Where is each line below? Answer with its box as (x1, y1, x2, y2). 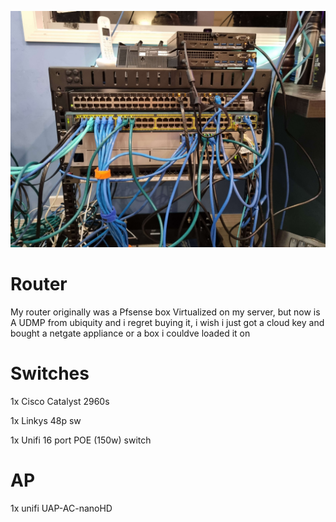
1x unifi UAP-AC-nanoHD (10, 502, 113, 514)
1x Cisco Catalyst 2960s (10, 395, 110, 407)
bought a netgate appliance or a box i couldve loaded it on (10, 327, 251, 339)
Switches (10, 362, 90, 385)
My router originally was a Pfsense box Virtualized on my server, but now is (10, 306, 321, 318)
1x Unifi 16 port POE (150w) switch (10, 434, 152, 446)
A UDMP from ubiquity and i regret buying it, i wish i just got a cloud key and (10, 316, 325, 328)
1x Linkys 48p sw (10, 414, 82, 426)
